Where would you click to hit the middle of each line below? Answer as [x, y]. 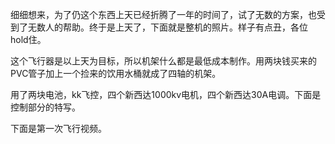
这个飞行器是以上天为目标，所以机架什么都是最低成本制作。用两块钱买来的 [163, 61]
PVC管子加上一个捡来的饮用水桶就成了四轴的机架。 [116, 73]
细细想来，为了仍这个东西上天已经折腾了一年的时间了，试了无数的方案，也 [163, 14]
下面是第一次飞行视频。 [58, 128]
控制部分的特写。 [45, 107]
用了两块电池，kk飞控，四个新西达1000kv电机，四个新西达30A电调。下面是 [166, 94]
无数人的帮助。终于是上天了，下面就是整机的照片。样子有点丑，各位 [167, 27]
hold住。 [28, 39]
